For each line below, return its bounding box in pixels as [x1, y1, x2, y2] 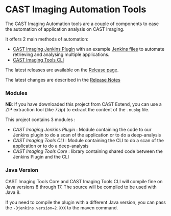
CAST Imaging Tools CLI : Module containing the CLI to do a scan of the [12, 138, 164, 144]
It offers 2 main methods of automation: [5, 36, 89, 42]
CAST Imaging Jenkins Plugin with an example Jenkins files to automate [12, 46, 165, 52]
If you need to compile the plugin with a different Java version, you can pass [5, 199, 166, 205]
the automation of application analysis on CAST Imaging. [5, 26, 125, 32]
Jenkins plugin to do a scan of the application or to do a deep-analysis [12, 132, 161, 138]
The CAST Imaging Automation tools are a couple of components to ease [5, 21, 159, 27]
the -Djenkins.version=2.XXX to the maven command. [5, 204, 118, 211]
